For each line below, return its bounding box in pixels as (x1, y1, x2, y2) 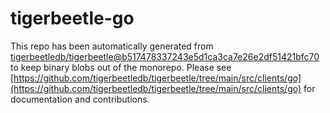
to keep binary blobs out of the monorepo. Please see (10, 61, 232, 73)
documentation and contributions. (10, 93, 150, 105)
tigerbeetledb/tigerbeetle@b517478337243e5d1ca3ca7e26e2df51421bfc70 (10, 50, 320, 62)
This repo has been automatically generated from (10, 40, 214, 52)
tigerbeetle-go (10, 7, 135, 30)
